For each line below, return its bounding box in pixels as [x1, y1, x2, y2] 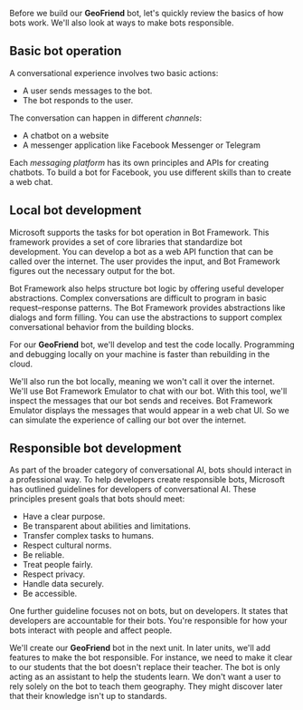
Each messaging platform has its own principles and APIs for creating [9, 157, 270, 168]
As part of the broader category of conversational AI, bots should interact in [9, 464, 292, 475]
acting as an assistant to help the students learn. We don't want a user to [9, 671, 281, 683]
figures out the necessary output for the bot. [9, 265, 175, 276]
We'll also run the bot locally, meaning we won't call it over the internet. [9, 375, 276, 386]
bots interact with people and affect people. [9, 625, 173, 636]
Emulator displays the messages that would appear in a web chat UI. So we [9, 404, 289, 415]
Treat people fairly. [22, 559, 93, 570]
